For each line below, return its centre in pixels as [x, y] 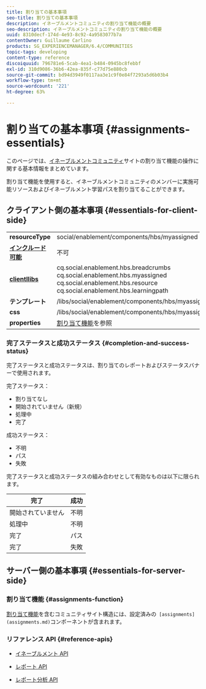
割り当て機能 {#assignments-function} [65, 599]
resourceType [30, 237]
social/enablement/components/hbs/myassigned [127, 237]
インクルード [28, 248]
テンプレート [28, 301]
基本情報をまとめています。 [57, 168]
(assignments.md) [29, 622]
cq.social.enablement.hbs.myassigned [112, 275]
